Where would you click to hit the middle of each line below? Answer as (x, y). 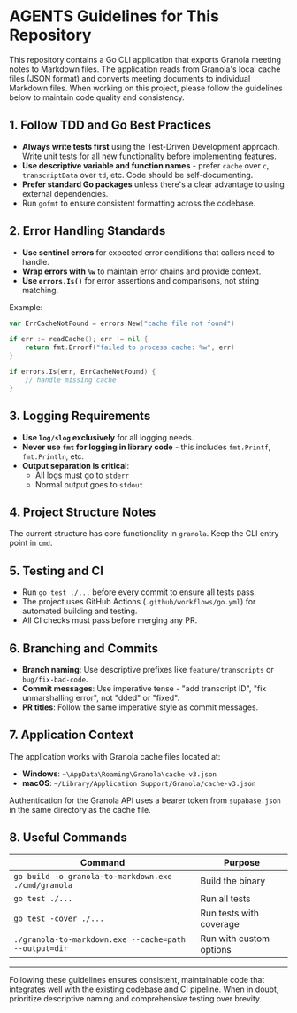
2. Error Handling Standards (88, 231)
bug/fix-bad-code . (55, 679)
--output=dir (41, 948)
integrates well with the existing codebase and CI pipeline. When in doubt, (144, 989)
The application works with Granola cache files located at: (115, 756)
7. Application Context (72, 735)
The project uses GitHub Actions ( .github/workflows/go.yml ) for (139, 602)
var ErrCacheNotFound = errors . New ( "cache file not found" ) (122, 323)
